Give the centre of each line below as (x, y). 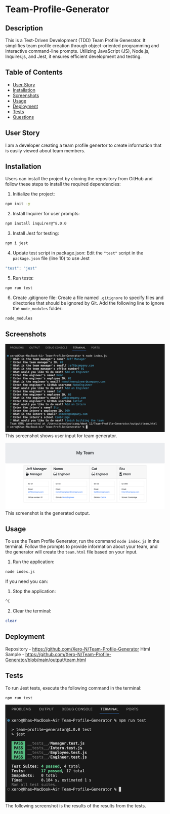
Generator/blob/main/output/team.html (46, 660)
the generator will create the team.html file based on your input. (71, 552)
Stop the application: (34, 591)
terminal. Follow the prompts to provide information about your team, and (81, 546)
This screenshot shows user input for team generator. (61, 436)
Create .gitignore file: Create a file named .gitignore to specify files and (88, 298)
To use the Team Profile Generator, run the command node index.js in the (82, 541)
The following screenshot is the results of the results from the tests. (76, 805)
